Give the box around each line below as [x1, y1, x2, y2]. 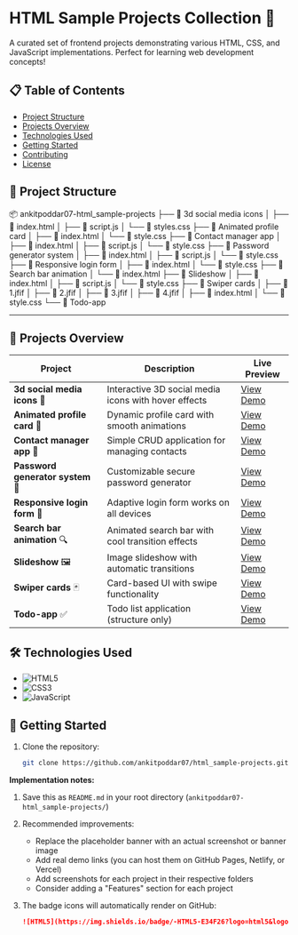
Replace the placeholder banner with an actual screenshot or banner [35, 835, 286, 846]
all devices [106, 507, 152, 520]
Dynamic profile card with [106, 409, 215, 421]
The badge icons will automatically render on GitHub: [21, 899, 217, 910]
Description [144, 363, 195, 375]
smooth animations [106, 420, 186, 432]
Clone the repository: [21, 741, 100, 752]
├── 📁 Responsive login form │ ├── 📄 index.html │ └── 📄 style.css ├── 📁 [9, 259, 284, 269]
